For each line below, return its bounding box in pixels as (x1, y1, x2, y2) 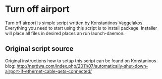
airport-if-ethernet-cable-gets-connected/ (5, 68, 92, 74)
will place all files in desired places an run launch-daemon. (5, 30, 125, 36)
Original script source (5, 44, 74, 53)
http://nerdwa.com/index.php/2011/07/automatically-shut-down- (16, 63, 148, 69)
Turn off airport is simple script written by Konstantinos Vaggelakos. (5, 20, 144, 26)
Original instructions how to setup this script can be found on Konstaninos (5, 58, 157, 64)
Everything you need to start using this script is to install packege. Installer (5, 25, 158, 31)
